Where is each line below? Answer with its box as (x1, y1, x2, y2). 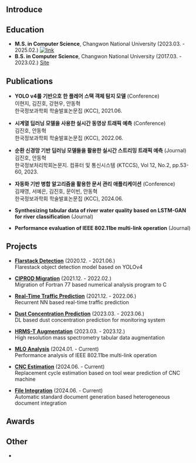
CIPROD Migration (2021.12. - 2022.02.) (14, 275, 111, 282)
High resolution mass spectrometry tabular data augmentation (14, 334, 165, 341)
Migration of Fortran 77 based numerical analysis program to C (14, 281, 167, 288)
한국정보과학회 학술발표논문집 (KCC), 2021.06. (14, 107, 122, 114)
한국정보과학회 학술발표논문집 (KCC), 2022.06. (14, 135, 123, 142)
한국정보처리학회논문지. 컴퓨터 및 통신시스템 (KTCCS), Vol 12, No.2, (14, 162, 171, 169)
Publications (6, 76, 53, 86)
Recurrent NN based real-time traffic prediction (14, 298, 129, 305)
